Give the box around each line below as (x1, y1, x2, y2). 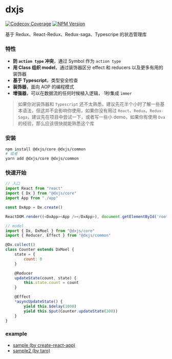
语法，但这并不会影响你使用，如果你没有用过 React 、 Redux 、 (22, 107, 150, 114)
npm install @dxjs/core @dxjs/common (5, 147, 86, 152)
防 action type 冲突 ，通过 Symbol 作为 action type (12, 58, 121, 64)
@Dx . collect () (5, 242, 36, 247)
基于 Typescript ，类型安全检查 (12, 77, 78, 83)
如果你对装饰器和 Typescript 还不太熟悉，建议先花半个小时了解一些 (17, 101, 160, 107)
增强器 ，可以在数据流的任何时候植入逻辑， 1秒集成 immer (12, 90, 132, 96)
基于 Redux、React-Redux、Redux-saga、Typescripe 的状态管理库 (5, 31, 147, 37)
